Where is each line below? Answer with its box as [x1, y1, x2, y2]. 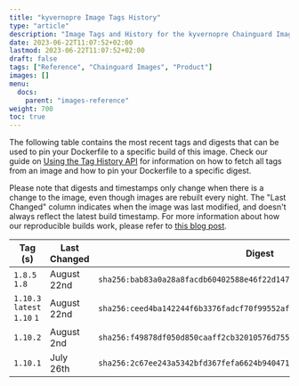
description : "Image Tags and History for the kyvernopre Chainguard [9, 29, 273, 38]
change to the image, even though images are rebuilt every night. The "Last [9, 193, 287, 203]
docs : [17, 87, 38, 96]
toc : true [9, 112, 46, 121]
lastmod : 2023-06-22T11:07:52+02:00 [9, 46, 145, 55]
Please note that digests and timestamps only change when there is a [9, 183, 264, 193]
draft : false [9, 54, 58, 63]
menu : [9, 79, 29, 88]
